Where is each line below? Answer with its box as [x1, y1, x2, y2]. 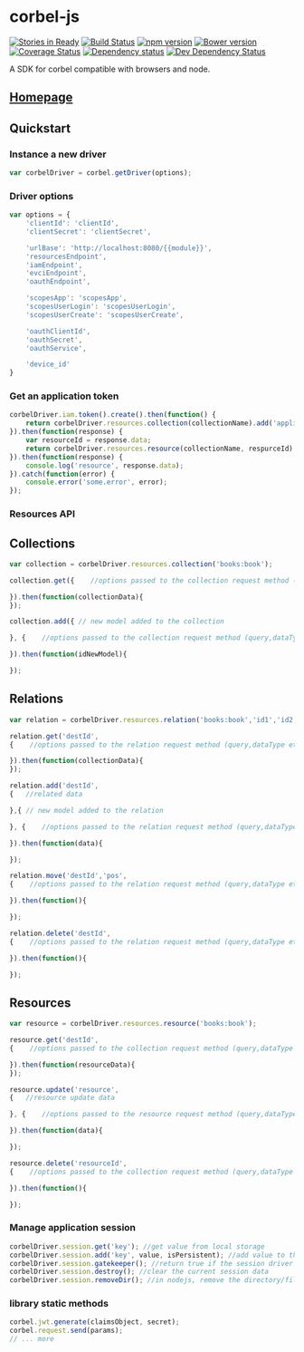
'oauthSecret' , [25, 335, 83, 344]
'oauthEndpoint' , [25, 277, 91, 286]
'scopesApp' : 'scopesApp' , [25, 294, 128, 303]
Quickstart [9, 121, 71, 136]
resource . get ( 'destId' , [9, 1036, 100, 1045]
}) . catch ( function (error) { [9, 469, 116, 478]
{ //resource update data [9, 1094, 116, 1103]
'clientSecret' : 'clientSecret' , [25, 227, 152, 237]
